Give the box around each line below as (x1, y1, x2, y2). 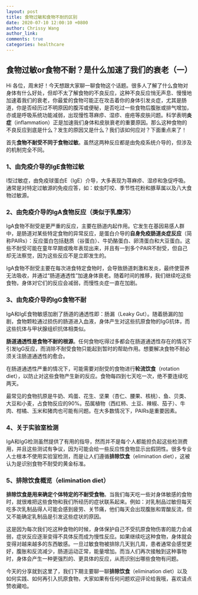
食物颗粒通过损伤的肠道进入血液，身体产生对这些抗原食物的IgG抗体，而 (16, 318, 190, 325)
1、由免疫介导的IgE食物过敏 (6, 162, 84, 170)
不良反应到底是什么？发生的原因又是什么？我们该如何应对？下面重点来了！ (6, 126, 187, 133)
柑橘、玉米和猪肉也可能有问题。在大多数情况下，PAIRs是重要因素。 (16, 407, 180, 414)
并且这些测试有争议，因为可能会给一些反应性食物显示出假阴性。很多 (16, 445, 181, 452)
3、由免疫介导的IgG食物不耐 (6, 296, 87, 304)
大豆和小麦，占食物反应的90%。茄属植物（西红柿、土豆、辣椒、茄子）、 (6, 400, 181, 407)
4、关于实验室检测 (6, 423, 59, 432)
